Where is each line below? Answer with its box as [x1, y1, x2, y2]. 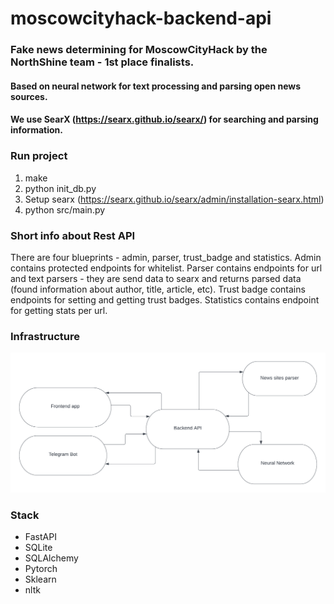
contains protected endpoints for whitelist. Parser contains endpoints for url [10, 262, 323, 274]
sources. [10, 90, 48, 102]
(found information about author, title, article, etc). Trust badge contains [10, 283, 306, 295]
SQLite [24, 542, 53, 554]
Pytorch [24, 563, 58, 575]
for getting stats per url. [10, 304, 108, 316]
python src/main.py [24, 203, 106, 216]
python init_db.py [24, 182, 97, 194]
